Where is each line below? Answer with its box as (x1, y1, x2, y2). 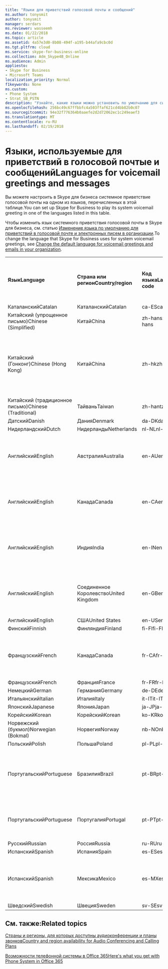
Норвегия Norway (76, 726, 119, 733)
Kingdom (76, 596, 98, 603)
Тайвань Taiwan (76, 403, 114, 410)
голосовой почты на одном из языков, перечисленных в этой (5, 199, 136, 206)
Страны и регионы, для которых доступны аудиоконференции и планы (5, 932, 157, 938)
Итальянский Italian (7, 695, 54, 702)
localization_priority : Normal (5, 77, 70, 82)
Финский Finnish (7, 625, 46, 632)
